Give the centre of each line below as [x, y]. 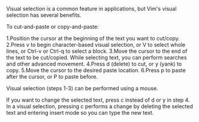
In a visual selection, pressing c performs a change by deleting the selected [100, 106]
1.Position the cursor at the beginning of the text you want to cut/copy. [93, 38]
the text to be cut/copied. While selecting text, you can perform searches [97, 57]
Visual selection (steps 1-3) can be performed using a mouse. [82, 88]
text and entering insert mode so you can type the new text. [80, 113]
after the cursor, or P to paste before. [52, 77]
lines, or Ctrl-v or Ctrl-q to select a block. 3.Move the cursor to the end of [97, 51]
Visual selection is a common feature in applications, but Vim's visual [91, 9]
